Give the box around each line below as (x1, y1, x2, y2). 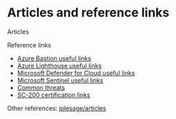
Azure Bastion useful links (17, 54, 92, 63)
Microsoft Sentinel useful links (17, 76, 104, 84)
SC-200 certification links (17, 91, 91, 99)
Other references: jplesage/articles (7, 104, 106, 112)
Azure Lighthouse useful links (17, 61, 102, 69)
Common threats (17, 83, 66, 91)
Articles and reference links (7, 5, 170, 21)
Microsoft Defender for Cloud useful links (17, 69, 135, 77)
